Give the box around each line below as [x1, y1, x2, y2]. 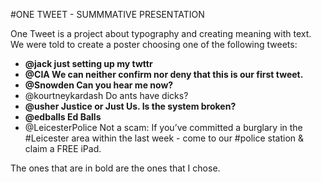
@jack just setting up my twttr [24, 58, 153, 69]
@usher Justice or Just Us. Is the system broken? [24, 100, 237, 112]
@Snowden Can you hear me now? [24, 79, 174, 91]
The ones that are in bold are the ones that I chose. [10, 162, 221, 174]
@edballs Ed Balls [24, 111, 102, 123]
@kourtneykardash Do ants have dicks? [24, 90, 189, 101]
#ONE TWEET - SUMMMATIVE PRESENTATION [10, 9, 205, 20]
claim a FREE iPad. [24, 143, 102, 154]
